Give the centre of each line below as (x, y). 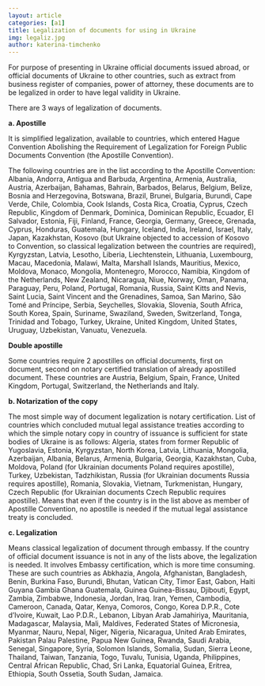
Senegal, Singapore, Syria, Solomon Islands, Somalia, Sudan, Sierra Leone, (130, 649)
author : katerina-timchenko (55, 45)
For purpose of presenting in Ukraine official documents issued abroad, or (129, 67)
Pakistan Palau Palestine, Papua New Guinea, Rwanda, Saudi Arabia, (120, 640)
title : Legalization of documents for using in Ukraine (102, 30)
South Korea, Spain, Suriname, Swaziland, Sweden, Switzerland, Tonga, (125, 314)
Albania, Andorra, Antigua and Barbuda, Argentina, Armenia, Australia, (123, 179)
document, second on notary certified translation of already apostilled (122, 369)
